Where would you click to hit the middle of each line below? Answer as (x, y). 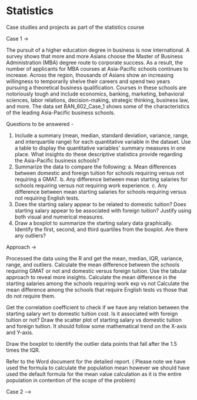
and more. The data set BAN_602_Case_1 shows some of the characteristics (98, 106)
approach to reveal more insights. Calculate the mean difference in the (91, 277)
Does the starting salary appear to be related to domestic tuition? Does (100, 204)
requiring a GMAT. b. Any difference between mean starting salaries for (101, 179)
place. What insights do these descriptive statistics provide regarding (98, 154)
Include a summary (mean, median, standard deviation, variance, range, (102, 135)
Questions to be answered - (40, 124)
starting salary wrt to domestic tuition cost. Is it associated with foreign (92, 313)
